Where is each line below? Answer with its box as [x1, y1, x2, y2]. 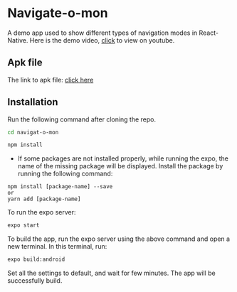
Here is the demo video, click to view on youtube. [29, 36, 175, 44]
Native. [7, 36, 28, 44]
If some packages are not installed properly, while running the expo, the [17, 154, 229, 163]
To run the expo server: [7, 208, 76, 217]
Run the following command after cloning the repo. [7, 115, 157, 124]
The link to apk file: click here [7, 75, 94, 84]
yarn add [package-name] [7, 195, 81, 203]
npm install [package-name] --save [7, 183, 113, 190]
